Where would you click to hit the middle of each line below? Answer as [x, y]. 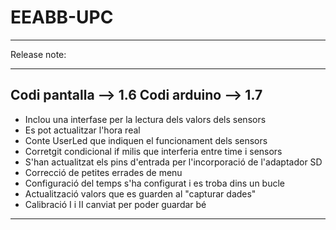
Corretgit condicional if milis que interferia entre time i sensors [153, 151]
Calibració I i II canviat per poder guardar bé [115, 204]
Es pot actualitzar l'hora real [82, 130]
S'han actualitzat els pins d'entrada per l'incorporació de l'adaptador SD [173, 162]
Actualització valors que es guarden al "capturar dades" [140, 193]
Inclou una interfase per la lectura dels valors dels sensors [145, 119]
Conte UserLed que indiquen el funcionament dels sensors [146, 140]
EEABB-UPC [62, 17]
